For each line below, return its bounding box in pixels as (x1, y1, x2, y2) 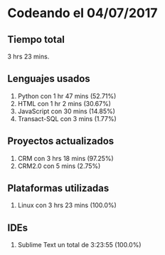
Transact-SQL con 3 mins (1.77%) (17, 114, 117, 123)
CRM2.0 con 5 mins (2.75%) (17, 162, 101, 170)
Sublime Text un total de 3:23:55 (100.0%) (17, 241, 142, 249)
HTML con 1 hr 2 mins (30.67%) (17, 99, 112, 108)
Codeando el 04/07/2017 (7, 5, 158, 21)
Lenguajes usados (7, 73, 90, 85)
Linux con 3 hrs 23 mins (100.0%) (17, 201, 117, 209)
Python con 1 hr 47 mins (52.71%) (17, 91, 117, 100)
